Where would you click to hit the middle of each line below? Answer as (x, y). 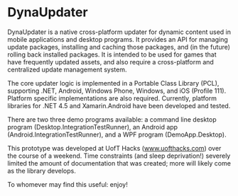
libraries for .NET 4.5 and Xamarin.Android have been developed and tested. (119, 105)
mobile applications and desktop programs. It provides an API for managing (118, 39)
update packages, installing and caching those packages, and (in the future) (119, 47)
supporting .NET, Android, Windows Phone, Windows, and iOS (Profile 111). (117, 91)
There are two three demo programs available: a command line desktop (112, 119)
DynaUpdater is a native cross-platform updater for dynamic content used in (119, 32)
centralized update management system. (67, 69)
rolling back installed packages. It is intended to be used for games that (112, 54)
